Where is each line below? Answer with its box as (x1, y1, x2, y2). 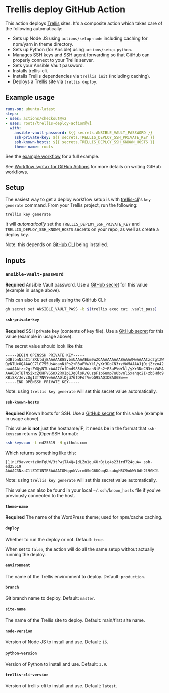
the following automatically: (5, 25, 63, 31)
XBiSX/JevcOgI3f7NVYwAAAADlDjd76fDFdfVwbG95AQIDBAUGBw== (5, 375, 128, 380)
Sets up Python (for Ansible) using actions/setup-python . (12, 46, 133, 52)
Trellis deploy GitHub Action (5, 4, 126, 15)
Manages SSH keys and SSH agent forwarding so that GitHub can (12, 52, 150, 58)
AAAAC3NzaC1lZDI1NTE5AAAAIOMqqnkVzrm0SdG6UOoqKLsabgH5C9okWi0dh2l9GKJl (5, 468, 159, 474)
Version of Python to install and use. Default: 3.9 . (5, 661, 108, 667)
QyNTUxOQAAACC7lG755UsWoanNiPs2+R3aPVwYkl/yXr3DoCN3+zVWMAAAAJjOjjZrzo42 (5, 362, 164, 367)
